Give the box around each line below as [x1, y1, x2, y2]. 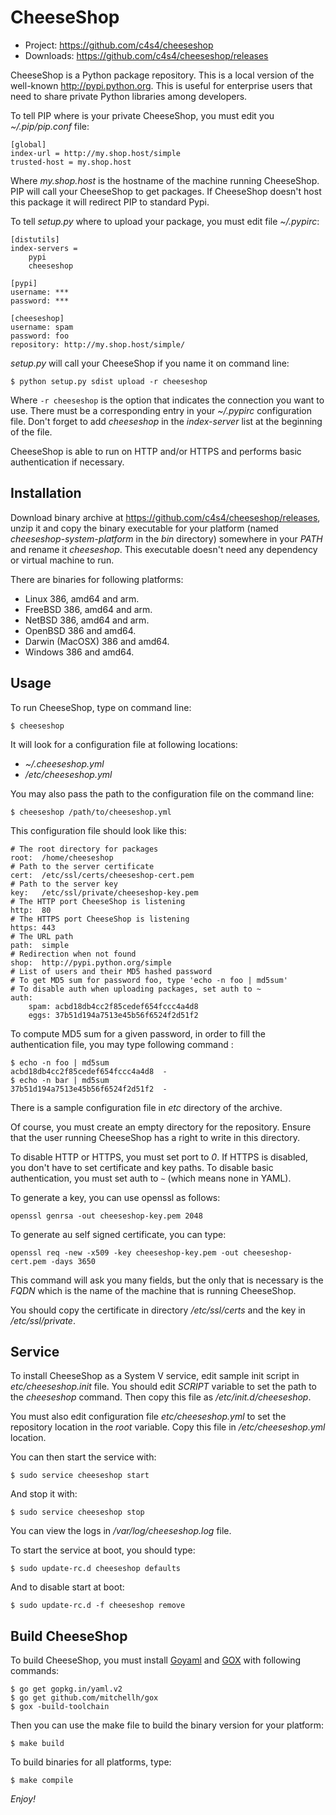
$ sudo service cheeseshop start [10, 1471, 150, 1481]
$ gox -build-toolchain [10, 1702, 110, 1712]
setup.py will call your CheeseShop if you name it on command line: [10, 357, 290, 369]
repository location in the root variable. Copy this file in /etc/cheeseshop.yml [10, 1421, 326, 1433]
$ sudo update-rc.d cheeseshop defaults [10, 1564, 182, 1574]
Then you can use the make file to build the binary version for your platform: [10, 1719, 325, 1731]
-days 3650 [50, 1256, 97, 1266]
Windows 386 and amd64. [24, 646, 135, 658]
